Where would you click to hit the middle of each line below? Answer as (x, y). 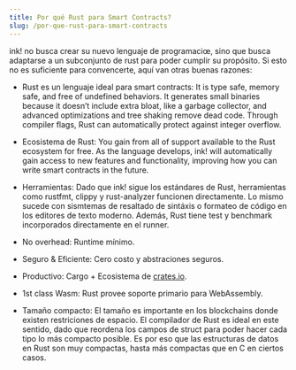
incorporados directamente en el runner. (95, 224)
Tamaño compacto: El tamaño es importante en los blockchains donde (150, 310)
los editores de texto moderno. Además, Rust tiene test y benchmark (147, 215)
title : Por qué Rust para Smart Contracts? (91, 17)
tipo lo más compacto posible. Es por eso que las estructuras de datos (150, 338)
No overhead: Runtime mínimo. (78, 242)
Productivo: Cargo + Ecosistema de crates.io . (104, 276)
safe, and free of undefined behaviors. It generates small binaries (141, 96)
